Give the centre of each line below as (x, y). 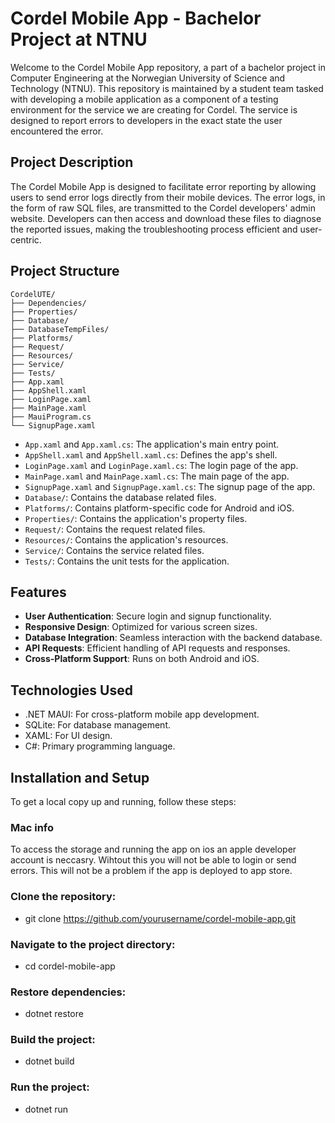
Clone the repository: (63, 897)
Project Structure (65, 271)
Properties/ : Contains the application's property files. (136, 518)
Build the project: (53, 1040)
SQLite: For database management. (97, 725)
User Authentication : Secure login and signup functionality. (148, 616)
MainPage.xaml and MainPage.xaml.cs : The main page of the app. (157, 476)
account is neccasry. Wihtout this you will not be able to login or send (153, 860)
